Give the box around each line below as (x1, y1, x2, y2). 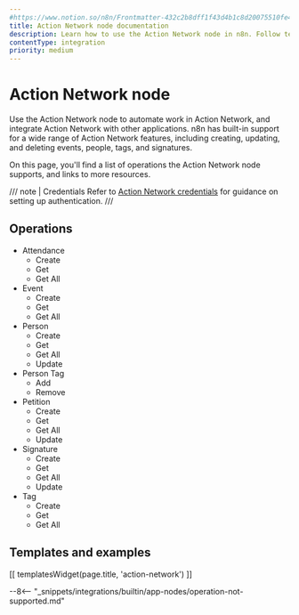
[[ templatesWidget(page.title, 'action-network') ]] (9, 569, 193, 579)
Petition (21, 396, 51, 407)
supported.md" (9, 595, 65, 606)
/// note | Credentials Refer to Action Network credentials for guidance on (9, 186, 279, 197)
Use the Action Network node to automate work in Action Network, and (9, 114, 271, 125)
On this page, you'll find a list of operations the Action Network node (9, 159, 261, 170)
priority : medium (9, 46, 74, 55)
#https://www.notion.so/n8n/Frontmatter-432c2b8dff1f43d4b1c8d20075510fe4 (9, 12, 293, 22)
